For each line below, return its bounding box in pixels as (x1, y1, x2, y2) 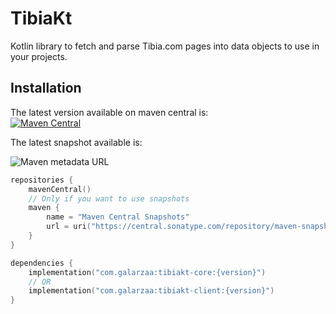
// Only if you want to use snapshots (28, 193, 190, 204)
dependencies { (10, 258, 74, 268)
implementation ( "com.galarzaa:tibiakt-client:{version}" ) (28, 286, 275, 296)
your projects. (10, 50, 68, 62)
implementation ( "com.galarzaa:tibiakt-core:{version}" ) (28, 267, 267, 277)
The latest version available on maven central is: (10, 106, 209, 118)
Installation (10, 80, 82, 97)
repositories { (10, 175, 74, 185)
